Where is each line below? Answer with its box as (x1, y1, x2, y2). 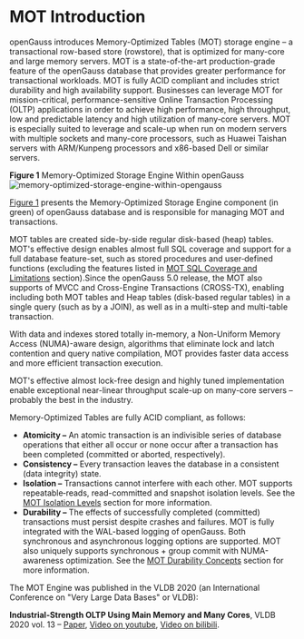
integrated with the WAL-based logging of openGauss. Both (22, 526, 247, 536)
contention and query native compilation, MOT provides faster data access (9, 348, 289, 359)
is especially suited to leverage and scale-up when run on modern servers (9, 123, 288, 133)
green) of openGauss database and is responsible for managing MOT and (9, 206, 285, 217)
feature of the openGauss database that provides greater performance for (9, 65, 286, 76)
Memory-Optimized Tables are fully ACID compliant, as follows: (9, 411, 247, 423)
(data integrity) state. (22, 467, 102, 478)
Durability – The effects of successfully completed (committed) (22, 506, 260, 517)
